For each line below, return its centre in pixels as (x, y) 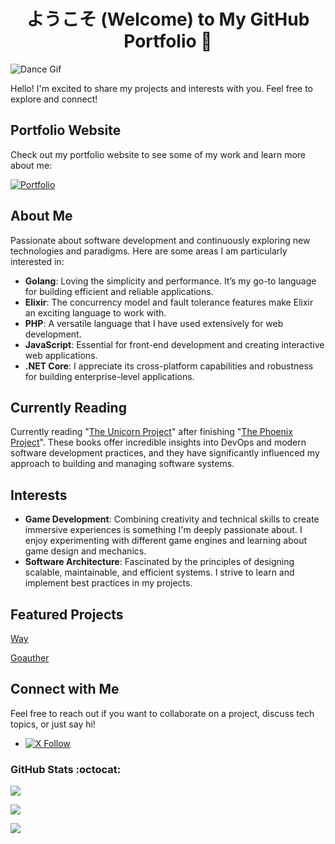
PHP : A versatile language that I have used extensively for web (154, 323)
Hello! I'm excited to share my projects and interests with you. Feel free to (162, 88)
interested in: (37, 261)
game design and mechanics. (85, 551)
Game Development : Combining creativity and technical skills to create (172, 519)
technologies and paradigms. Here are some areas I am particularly (149, 251)
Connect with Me (65, 689)
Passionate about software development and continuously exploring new (160, 240)
